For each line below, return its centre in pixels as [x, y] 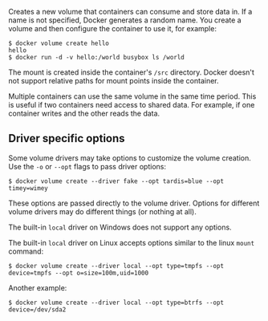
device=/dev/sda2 [37, 309]
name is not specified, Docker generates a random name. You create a [125, 20]
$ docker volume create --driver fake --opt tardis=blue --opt [116, 181]
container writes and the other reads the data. [84, 113]
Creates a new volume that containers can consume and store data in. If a [130, 12]
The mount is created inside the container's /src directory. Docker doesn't [132, 72]
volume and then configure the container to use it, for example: [112, 28]
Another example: [38, 287]
